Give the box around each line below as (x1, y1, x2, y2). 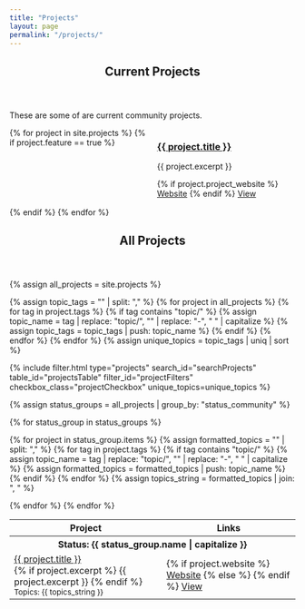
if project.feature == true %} (9, 137, 116, 148)
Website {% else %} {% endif (166, 569, 290, 582)
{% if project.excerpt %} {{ (14, 565, 127, 577)
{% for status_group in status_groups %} (9, 417, 162, 427)
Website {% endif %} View (157, 188, 257, 200)
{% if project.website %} (166, 557, 271, 570)
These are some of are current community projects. (9, 110, 202, 121)
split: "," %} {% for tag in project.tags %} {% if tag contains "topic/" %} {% (9, 444, 289, 455)
